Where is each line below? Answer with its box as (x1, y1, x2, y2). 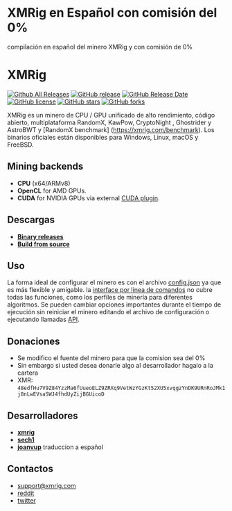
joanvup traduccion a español (17, 443, 104, 451)
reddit (17, 489, 35, 497)
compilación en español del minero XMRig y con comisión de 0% (7, 42, 193, 51)
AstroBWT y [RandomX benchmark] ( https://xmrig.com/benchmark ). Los (7, 125, 215, 133)
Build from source (17, 240, 71, 248)
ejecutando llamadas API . (7, 315, 80, 324)
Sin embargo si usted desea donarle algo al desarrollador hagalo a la (17, 362, 213, 370)
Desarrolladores (7, 409, 78, 421)
